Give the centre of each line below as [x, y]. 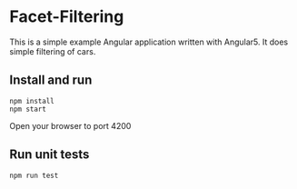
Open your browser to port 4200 [70, 125]
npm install [32, 101]
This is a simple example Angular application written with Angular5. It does [149, 42]
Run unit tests [49, 155]
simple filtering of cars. [53, 51]
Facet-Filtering [67, 17]
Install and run [51, 80]
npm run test [34, 175]
